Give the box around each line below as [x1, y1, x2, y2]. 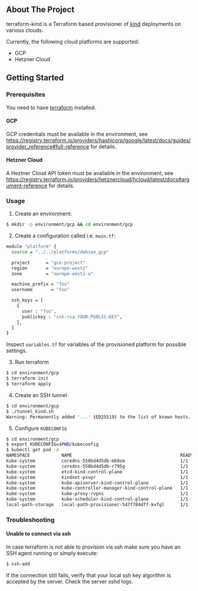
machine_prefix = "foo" [11, 281, 70, 288]
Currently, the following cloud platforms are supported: [6, 38, 140, 45]
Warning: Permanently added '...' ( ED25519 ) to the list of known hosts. [6, 414, 192, 420]
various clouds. [6, 27, 44, 34]
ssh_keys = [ [11, 298, 44, 303]
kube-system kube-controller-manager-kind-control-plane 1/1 [6, 486, 189, 491]
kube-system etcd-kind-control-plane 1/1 [6, 468, 189, 475]
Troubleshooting [6, 516, 55, 524]
